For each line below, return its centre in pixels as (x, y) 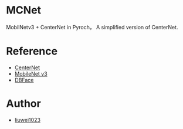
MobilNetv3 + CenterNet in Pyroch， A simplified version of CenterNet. (92, 27)
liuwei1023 (28, 120)
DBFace (24, 80)
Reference (32, 51)
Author (23, 104)
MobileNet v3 (31, 73)
